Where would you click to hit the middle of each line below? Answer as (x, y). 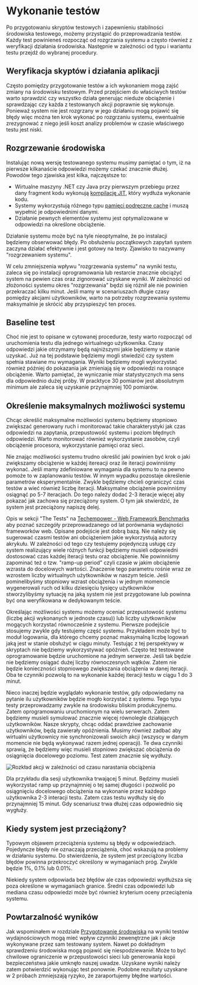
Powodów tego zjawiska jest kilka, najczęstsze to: (67, 175)
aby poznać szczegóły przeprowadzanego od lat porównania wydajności (95, 525)
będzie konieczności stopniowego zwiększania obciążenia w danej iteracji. (97, 669)
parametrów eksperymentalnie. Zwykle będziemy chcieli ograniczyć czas (95, 482)
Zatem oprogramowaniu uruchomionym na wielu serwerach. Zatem (88, 712)
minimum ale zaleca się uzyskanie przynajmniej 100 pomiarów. (82, 387)
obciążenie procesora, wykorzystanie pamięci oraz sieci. (75, 445)
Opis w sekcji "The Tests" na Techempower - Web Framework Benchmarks (98, 519)
